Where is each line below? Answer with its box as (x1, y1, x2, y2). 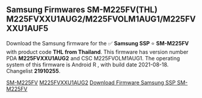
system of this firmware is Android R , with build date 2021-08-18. (6, 61, 169, 68)
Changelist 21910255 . (6, 67, 61, 74)
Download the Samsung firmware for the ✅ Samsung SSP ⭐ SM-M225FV (6, 39, 189, 47)
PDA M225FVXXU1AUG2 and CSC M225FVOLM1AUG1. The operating (6, 54, 180, 62)
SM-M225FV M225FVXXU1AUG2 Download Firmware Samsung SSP (6, 79, 176, 86)
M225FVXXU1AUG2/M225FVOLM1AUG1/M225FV (6, 14, 196, 24)
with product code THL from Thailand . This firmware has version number (6, 48, 189, 56)
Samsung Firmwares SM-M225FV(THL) (6, 5, 158, 15)
